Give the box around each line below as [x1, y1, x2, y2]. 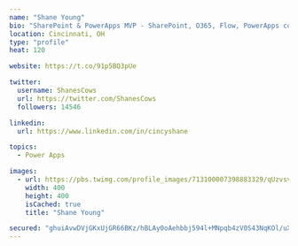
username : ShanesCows [17, 86, 98, 95]
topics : [9, 142, 38, 151]
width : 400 [25, 183, 66, 192]
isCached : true [25, 200, 82, 209]
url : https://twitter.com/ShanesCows [17, 94, 157, 103]
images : [9, 167, 38, 176]
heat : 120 [9, 46, 46, 55]
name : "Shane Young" [9, 12, 86, 22]
